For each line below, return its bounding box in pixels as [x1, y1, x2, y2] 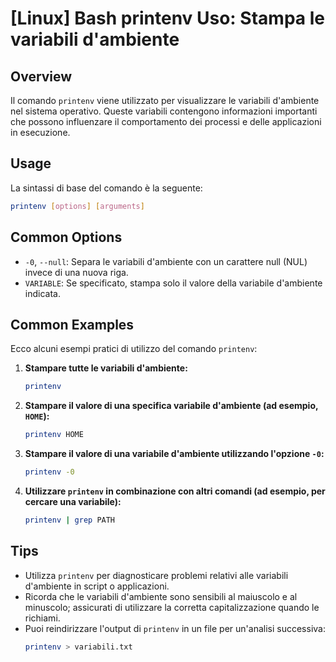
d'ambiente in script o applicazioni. [24, 580, 170, 592]
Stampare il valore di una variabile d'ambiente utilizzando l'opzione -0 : [24, 448, 325, 460]
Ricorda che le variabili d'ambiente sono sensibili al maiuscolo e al [24, 590, 298, 602]
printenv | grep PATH [24, 515, 116, 525]
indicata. [24, 287, 61, 299]
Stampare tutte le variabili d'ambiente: [24, 362, 188, 374]
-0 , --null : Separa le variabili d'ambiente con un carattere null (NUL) [24, 255, 308, 267]
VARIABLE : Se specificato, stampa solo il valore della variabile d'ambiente [24, 277, 323, 289]
